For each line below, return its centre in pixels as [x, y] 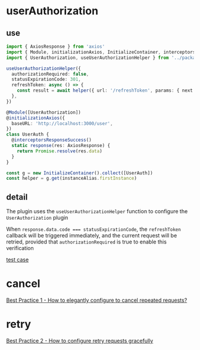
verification [20, 248]
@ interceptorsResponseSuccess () [52, 140]
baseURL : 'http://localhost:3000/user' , [62, 123]
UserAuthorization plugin [37, 218]
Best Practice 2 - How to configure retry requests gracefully [80, 340]
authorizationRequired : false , [50, 74]
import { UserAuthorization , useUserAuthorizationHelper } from [87, 58]
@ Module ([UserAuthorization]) [44, 112]
